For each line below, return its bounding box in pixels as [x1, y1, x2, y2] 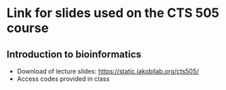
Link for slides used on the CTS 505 [6, 5, 220, 21]
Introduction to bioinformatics [6, 48, 142, 60]
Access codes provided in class [16, 74, 110, 83]
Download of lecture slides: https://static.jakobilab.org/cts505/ [16, 67, 199, 75]
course [6, 20, 49, 36]
